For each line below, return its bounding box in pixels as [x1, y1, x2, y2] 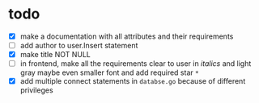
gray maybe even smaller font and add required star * [19, 68, 200, 77]
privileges [19, 85, 54, 95]
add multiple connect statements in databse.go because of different [19, 76, 246, 86]
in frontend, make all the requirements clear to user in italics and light [19, 59, 252, 68]
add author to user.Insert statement [19, 41, 138, 50]
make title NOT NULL [19, 50, 91, 60]
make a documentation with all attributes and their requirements [19, 31, 234, 41]
